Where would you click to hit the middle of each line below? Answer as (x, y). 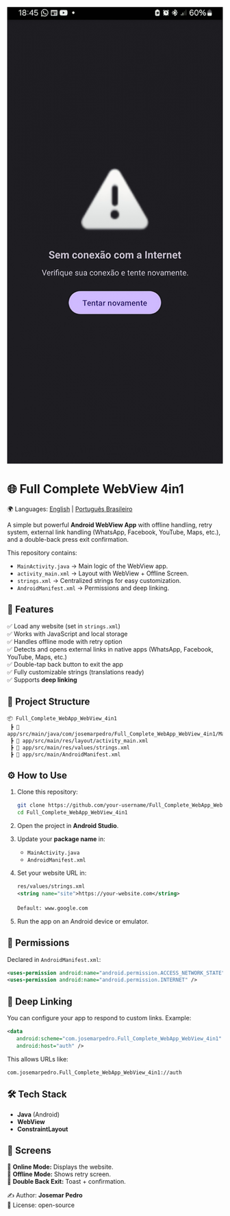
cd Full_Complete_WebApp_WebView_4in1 (72, 813)
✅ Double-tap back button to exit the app (65, 664)
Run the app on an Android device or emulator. (83, 921)
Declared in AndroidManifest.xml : (54, 959)
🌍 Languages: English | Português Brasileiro (70, 509)
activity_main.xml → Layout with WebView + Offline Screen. (103, 573)
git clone (31, 805)
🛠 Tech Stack (37, 1094)
